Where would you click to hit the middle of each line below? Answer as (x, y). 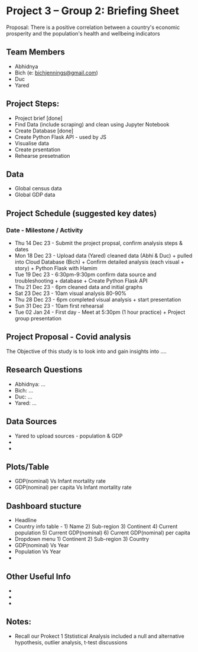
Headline (26, 520)
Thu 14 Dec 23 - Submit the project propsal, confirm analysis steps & (99, 243)
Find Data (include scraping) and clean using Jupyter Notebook (92, 124)
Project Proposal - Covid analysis (69, 337)
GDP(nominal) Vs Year (42, 546)
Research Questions (44, 370)
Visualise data (32, 143)
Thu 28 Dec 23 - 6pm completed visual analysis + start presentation (98, 300)
